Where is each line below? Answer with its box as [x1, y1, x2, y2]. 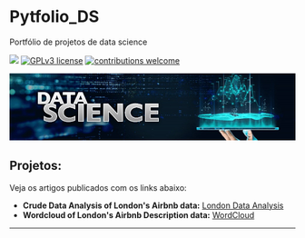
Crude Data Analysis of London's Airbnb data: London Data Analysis [22, 200, 284, 211]
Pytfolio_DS [9, 6, 100, 27]
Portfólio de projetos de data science [9, 36, 148, 47]
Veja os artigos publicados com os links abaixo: [9, 182, 188, 193]
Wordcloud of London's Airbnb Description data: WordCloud [22, 209, 255, 220]
